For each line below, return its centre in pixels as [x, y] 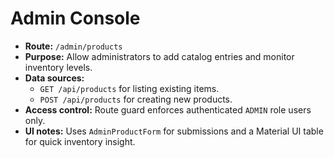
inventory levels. [58, 67]
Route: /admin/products [73, 46]
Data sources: [54, 78]
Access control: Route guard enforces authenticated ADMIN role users [168, 109]
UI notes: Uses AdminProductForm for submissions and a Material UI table [174, 131]
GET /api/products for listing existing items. [129, 88]
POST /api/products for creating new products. [136, 99]
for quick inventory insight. [80, 141]
